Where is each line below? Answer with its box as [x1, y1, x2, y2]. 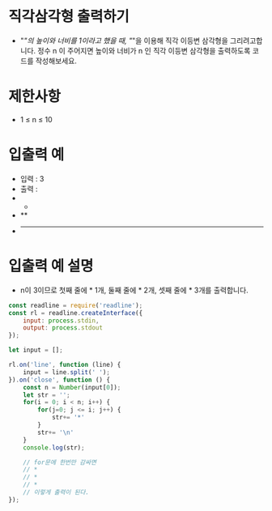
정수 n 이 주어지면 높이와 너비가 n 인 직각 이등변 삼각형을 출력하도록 [37, 45, 251, 55]
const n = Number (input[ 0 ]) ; [23, 383, 121, 391]
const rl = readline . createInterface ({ [8, 309, 143, 317]
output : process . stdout [23, 324, 104, 332]
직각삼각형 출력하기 [8, 7, 130, 26]
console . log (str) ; [23, 443, 85, 452]
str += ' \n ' [37, 428, 74, 436]
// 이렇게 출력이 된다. [23, 488, 90, 496]
